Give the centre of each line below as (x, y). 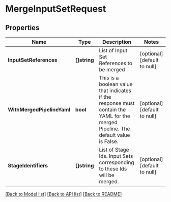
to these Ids (113, 169)
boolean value (116, 84)
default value (115, 135)
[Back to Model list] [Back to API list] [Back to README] (64, 194)
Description (117, 42)
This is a (109, 78)
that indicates (115, 91)
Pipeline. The (115, 129)
